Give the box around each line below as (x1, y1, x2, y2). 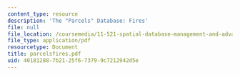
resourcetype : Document (7, 44, 79, 51)
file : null (7, 24, 40, 31)
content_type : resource (7, 10, 79, 18)
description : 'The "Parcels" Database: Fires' (7, 17, 149, 24)
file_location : (7, 30, 53, 38)
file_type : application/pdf (7, 37, 91, 44)
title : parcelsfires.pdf (7, 51, 81, 58)
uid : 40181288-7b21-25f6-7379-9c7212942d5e (7, 57, 139, 64)
